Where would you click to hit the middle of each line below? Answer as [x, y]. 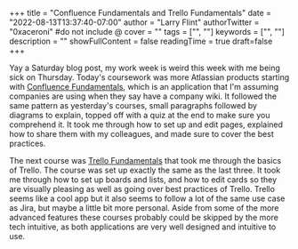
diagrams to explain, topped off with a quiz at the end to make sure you [140, 115]
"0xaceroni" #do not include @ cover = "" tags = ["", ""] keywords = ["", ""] [147, 32]
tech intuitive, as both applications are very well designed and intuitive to [143, 227]
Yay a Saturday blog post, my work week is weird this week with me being [145, 68]
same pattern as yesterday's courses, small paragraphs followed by [133, 105]
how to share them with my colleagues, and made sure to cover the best [141, 134]
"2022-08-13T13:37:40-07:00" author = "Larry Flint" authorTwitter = [134, 22]
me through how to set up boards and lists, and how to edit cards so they [143, 180]
